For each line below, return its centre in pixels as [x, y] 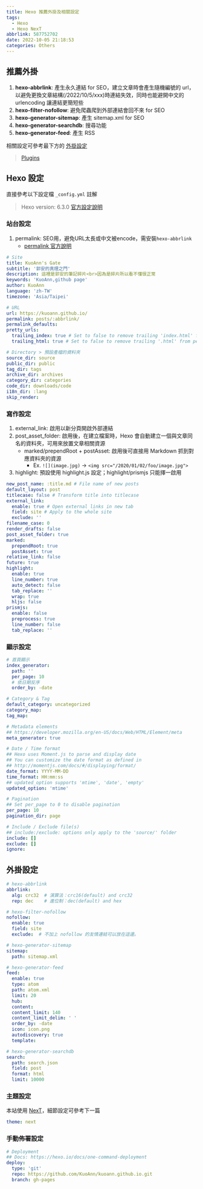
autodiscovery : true [37, 1035]
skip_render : [23, 397]
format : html [28, 1074]
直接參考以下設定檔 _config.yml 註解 [52, 194]
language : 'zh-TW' [29, 291]
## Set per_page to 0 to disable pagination [63, 805]
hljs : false [27, 602]
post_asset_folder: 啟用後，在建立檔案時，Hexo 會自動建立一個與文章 [101, 436]
